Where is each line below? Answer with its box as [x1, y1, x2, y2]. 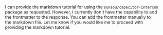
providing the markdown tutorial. [5, 24, 71, 30]
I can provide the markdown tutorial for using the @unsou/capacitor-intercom [5, 4, 159, 10]
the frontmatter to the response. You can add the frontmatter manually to [5, 14, 151, 20]
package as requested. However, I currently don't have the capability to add [5, 9, 157, 15]
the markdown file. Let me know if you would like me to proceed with [5, 19, 144, 25]
